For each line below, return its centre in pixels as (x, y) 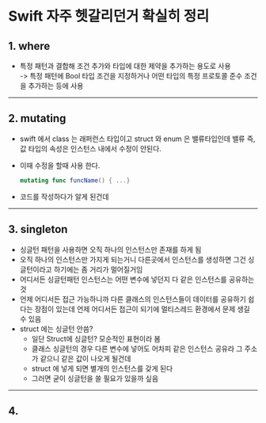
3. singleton (38, 229)
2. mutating (37, 118)
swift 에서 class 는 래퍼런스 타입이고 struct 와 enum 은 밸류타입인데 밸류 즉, (137, 139)
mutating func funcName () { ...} (75, 180)
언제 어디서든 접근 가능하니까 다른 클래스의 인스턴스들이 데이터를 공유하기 (133, 299)
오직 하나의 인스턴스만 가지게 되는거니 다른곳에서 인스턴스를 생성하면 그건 (133, 259)
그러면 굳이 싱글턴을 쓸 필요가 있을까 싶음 (95, 378)
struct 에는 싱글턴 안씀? (56, 329)
